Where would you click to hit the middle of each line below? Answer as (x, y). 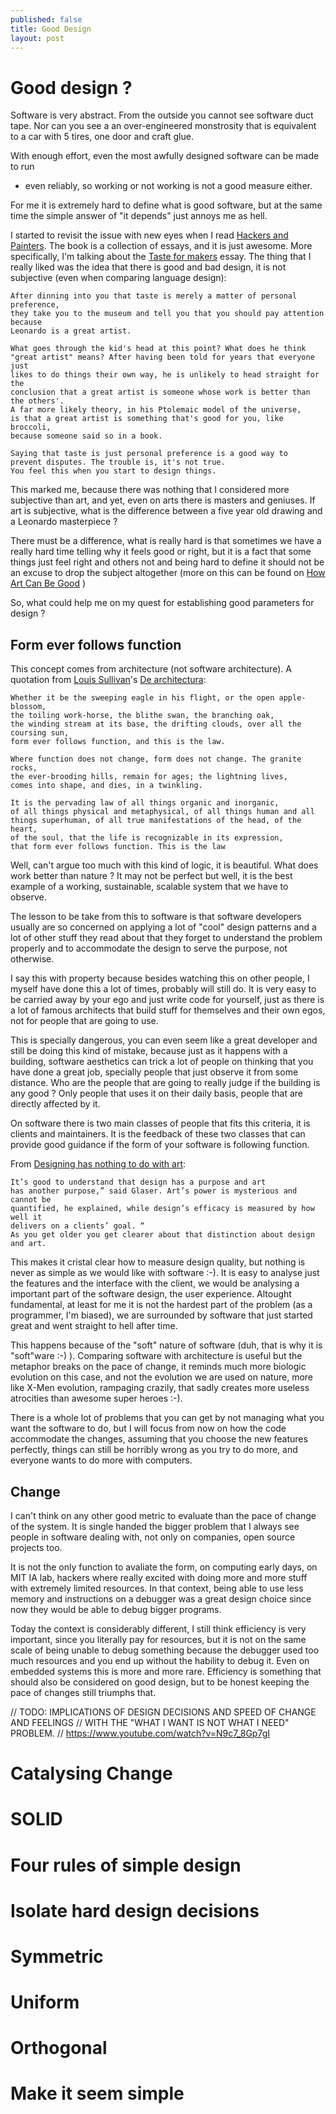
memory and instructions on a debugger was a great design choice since (161, 1598)
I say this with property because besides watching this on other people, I (160, 978)
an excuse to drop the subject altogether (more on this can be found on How (168, 573)
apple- (292, 698)
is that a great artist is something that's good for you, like (147, 419)
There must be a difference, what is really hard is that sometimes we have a (166, 541)
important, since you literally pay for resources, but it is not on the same (158, 1639)
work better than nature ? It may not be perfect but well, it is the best (151, 876)
